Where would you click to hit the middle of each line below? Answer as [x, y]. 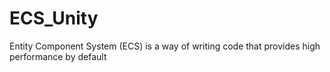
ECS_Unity [54, 18]
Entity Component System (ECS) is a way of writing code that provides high [165, 46]
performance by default [58, 56]
